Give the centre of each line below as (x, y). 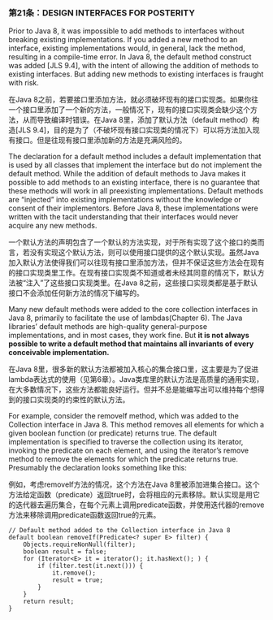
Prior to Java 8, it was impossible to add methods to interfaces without (127, 31)
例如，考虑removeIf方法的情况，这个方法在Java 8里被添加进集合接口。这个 (134, 484)
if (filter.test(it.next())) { (91, 566)
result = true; (78, 580)
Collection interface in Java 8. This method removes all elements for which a (136, 425)
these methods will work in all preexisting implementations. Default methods (136, 191)
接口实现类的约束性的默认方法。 (76, 400)
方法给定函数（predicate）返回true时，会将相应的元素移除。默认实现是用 (131, 495)
